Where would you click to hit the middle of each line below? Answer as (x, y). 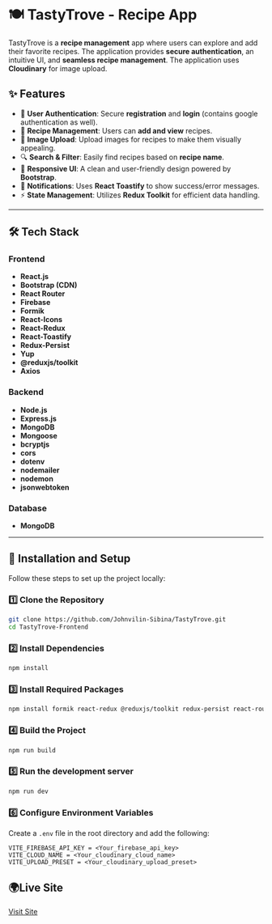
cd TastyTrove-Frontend (49, 627)
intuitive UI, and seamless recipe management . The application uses (124, 60)
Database (28, 508)
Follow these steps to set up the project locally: (87, 578)
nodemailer (40, 470)
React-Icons (41, 320)
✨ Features (37, 94)
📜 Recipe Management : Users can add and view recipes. (116, 130)
